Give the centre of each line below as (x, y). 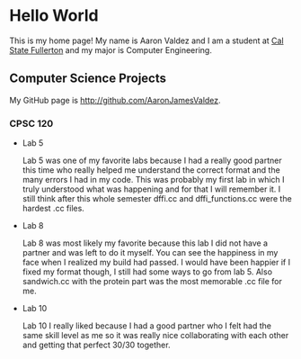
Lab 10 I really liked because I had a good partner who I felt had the (147, 326)
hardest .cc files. (53, 209)
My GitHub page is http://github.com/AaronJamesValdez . (115, 100)
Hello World (54, 16)
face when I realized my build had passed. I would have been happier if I (156, 263)
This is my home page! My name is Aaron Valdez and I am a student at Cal (147, 40)
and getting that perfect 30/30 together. (96, 345)
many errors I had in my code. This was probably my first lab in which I (153, 180)
